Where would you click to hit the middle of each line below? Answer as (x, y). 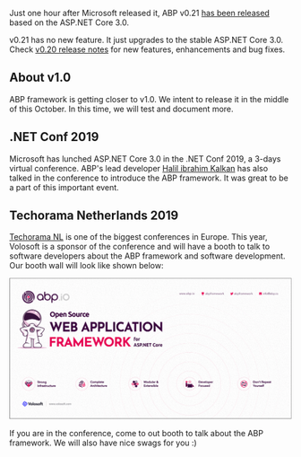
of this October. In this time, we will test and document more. (122, 109)
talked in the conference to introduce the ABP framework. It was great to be (149, 178)
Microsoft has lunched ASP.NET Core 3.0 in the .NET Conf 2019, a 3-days (145, 158)
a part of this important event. (64, 187)
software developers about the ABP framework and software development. (147, 256)
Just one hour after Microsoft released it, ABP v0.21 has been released (140, 13)
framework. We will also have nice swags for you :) (103, 443)
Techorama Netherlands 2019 (94, 216)
